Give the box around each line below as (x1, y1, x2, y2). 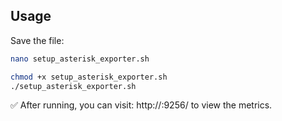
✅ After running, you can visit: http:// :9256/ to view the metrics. (10, 99, 273, 111)
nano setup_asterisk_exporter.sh (10, 54, 150, 64)
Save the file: (10, 34, 65, 46)
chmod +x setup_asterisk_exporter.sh (10, 72, 168, 82)
